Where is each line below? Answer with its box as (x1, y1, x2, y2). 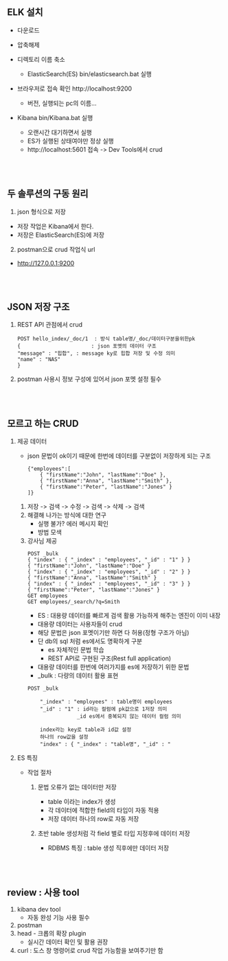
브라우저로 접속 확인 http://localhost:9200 (16, 84, 133, 93)
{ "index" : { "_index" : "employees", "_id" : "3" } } (27, 581, 191, 588)
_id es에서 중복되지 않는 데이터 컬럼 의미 (76, 713, 181, 720)
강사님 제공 (27, 537, 57, 545)
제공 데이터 (16, 437, 47, 445)
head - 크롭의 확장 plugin (16, 929, 87, 938)
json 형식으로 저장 (16, 207, 67, 216)
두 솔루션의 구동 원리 (7, 188, 89, 200)
